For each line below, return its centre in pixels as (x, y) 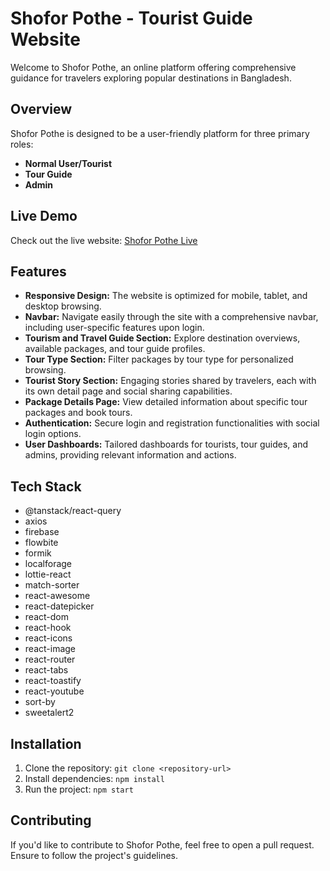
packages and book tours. (78, 413)
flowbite (41, 543)
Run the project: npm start (79, 789)
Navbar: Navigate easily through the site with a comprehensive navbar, (171, 317)
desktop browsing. (63, 306)
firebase (42, 532)
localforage (48, 564)
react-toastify (53, 681)
